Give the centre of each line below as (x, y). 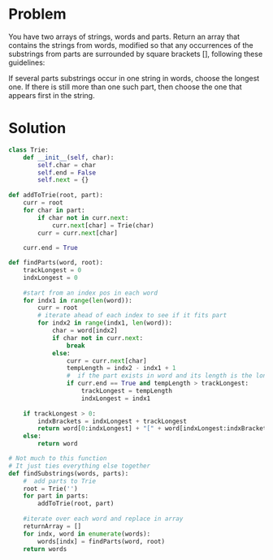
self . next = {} (63, 180)
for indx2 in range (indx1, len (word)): (105, 323)
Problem (37, 14)
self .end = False (67, 172)
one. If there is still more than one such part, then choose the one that (125, 87)
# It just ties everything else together (80, 466)
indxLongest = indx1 (116, 398)
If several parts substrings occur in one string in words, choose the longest (134, 78)
